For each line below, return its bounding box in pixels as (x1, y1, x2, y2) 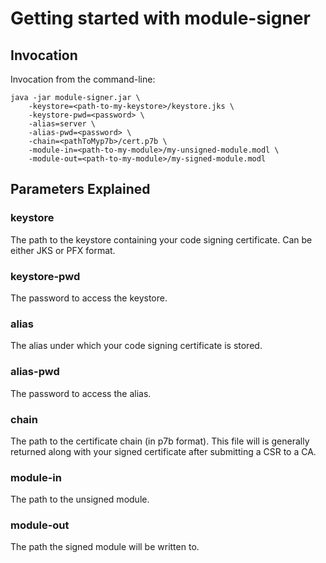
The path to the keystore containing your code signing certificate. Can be (10, 233, 313, 246)
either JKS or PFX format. (10, 244, 116, 256)
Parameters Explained (10, 181, 151, 198)
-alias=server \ (28, 119, 97, 129)
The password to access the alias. (10, 387, 152, 399)
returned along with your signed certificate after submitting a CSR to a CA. (10, 445, 317, 457)
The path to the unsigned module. (10, 493, 150, 506)
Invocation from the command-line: (10, 73, 156, 85)
